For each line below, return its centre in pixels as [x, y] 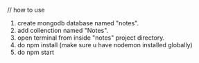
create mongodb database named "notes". [78, 23]
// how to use [26, 10]
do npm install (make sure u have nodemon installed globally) [105, 45]
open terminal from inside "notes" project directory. [91, 38]
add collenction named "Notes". [63, 30]
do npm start [35, 52]
